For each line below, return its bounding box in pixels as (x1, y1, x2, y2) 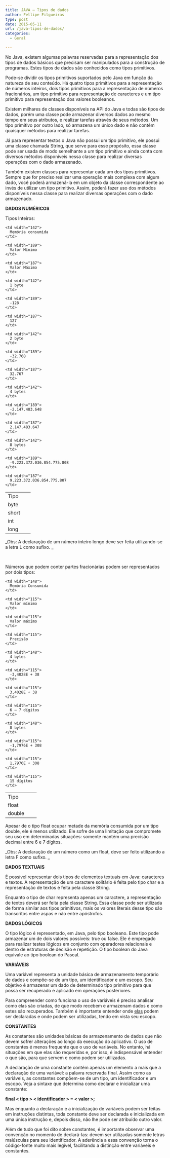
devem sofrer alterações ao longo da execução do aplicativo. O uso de (5, 1038, 153, 1044)
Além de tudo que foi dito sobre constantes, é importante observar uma (5, 1126, 155, 1132)
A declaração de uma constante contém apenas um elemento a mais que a (5, 1064, 161, 1070)
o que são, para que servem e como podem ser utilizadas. (5, 1055, 126, 1061)
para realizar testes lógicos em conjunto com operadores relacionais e (5, 941, 152, 947)
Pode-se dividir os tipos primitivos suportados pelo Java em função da (5, 74, 153, 81)
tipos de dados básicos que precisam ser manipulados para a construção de (5, 59, 165, 65)
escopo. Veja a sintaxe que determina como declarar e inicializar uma (5, 1080, 150, 1087)
